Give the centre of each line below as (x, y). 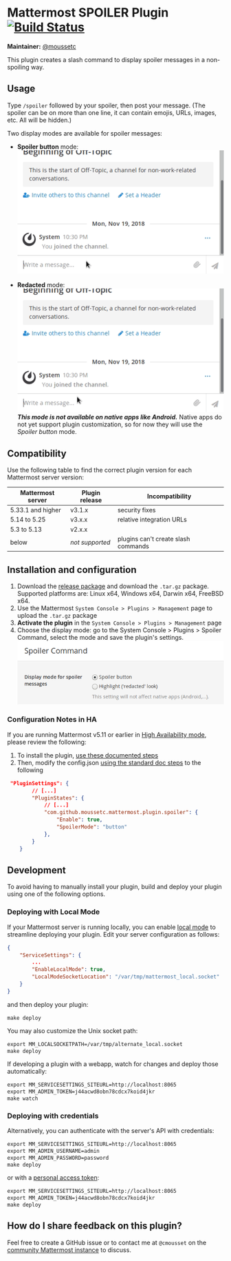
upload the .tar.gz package (57, 616)
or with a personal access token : (53, 1178)
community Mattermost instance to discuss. (69, 1250)
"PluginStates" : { (58, 798)
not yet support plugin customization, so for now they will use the (110, 424)
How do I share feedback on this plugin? (95, 1226)
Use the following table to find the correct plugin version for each (100, 470)
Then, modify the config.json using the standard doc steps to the (109, 762)
